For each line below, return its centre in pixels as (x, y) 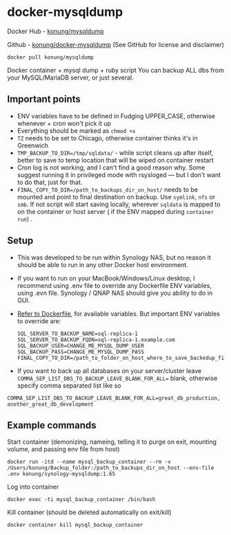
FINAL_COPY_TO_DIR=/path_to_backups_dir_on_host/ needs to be (108, 189)
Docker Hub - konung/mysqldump (56, 31)
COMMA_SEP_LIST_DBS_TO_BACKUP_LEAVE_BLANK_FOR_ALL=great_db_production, (114, 398)
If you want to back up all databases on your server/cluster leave (109, 370)
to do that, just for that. (50, 182)
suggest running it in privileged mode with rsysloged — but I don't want (119, 174)
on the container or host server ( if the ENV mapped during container (115, 211)
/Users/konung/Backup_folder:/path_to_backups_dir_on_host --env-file (111, 468)
